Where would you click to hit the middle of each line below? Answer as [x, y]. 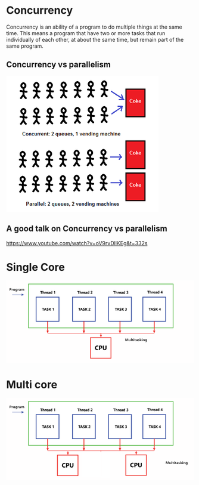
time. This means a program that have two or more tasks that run [86, 33]
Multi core [32, 385]
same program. [25, 46]
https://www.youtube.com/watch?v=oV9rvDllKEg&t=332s [77, 243]
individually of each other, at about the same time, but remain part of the [95, 39]
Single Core [36, 267]
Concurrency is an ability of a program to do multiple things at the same [94, 27]
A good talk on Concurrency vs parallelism [87, 229]
